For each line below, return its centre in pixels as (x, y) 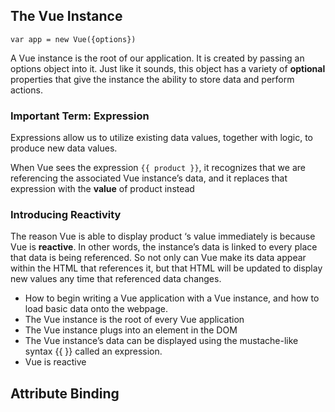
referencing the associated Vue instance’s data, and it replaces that (149, 178)
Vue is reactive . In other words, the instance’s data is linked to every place (164, 247)
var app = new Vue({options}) (73, 39)
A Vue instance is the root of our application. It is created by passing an (157, 58)
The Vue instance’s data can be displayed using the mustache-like (161, 341)
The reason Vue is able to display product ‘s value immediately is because (163, 236)
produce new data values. (64, 148)
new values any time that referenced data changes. (116, 279)
